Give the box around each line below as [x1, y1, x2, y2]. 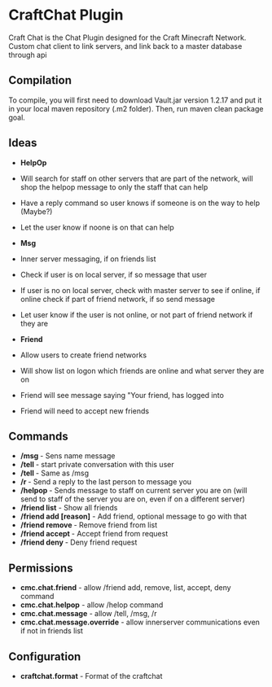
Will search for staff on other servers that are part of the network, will [20, 173, 254, 183]
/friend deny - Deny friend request [20, 537, 138, 547]
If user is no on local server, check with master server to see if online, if [20, 285, 261, 295]
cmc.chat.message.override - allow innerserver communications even [20, 617, 261, 628]
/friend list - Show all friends [20, 503, 118, 513]
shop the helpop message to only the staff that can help [20, 182, 208, 192]
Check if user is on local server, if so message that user [20, 269, 208, 279]
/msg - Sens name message [20, 451, 116, 461]
